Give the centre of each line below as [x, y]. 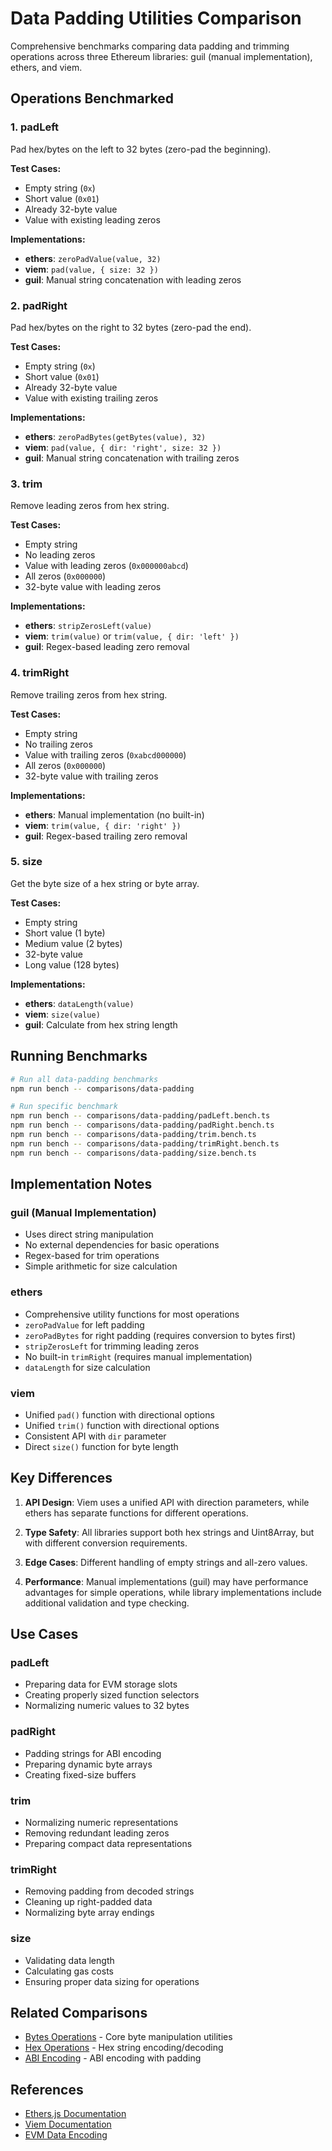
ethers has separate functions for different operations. [136, 1513]
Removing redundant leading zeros [97, 1833]
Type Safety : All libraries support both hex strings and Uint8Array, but [169, 1532]
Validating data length [69, 1960]
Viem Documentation [68, 2124]
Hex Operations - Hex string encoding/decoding [124, 2048]
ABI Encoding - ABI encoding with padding [113, 2058]
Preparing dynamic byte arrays [88, 1764]
